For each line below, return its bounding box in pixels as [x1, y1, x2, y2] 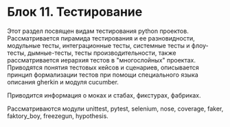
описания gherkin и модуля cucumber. [7, 78, 119, 86]
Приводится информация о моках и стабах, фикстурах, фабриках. [7, 91, 201, 100]
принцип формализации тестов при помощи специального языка [7, 70, 199, 79]
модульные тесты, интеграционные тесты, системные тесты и [7, 41, 190, 49]
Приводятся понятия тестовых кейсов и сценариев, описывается [7, 63, 199, 71]
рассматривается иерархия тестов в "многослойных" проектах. [7, 56, 196, 64]
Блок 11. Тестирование [7, 4, 143, 20]
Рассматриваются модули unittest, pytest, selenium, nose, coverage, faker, [7, 104, 224, 113]
